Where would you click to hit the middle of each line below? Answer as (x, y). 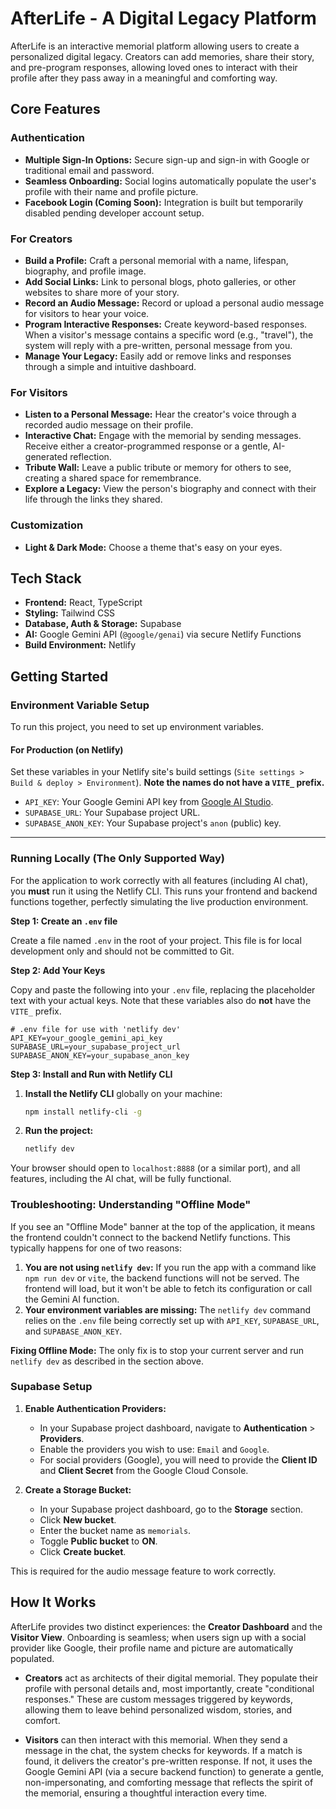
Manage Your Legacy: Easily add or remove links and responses (158, 356)
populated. (32, 1658)
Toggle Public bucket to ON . (98, 1541)
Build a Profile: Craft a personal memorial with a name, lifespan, (156, 260)
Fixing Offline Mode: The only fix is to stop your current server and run (157, 1350)
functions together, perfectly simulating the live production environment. (159, 901)
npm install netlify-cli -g (83, 1112)
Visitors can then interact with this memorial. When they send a (156, 1739)
